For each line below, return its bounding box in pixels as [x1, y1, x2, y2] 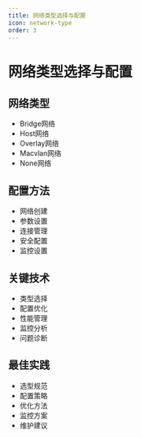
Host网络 [19, 129, 50, 138]
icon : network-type [8, 19, 72, 27]
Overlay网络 [19, 139, 59, 149]
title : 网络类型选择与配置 [8, 11, 87, 20]
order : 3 [8, 26, 37, 34]
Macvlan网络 [19, 149, 61, 158]
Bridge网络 [19, 119, 56, 129]
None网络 [19, 159, 52, 168]
